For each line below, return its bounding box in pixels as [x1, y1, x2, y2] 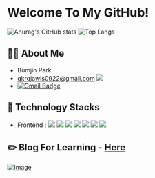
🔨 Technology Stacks [7, 101, 100, 113]
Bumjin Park [17, 66, 52, 74]
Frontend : [17, 121, 47, 129]
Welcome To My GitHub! [7, 5, 149, 21]
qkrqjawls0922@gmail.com [17, 74, 95, 82]
